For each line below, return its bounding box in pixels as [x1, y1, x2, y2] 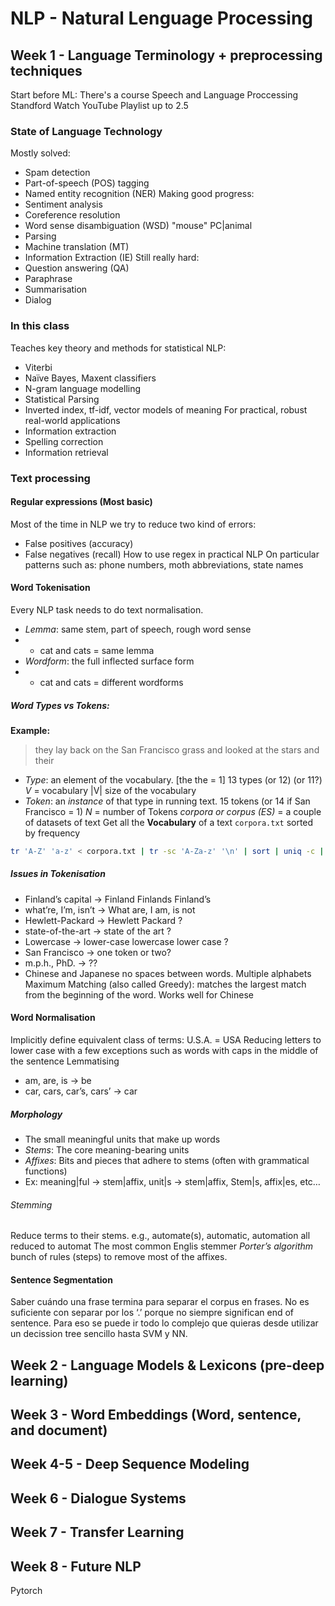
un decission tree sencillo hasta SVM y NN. [10, 1328, 188, 1340]
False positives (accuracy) [24, 537, 134, 549]
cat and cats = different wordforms [39, 676, 184, 688]
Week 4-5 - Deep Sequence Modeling [10, 1456, 250, 1473]
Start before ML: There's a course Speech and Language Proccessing [10, 89, 299, 101]
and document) [10, 1422, 108, 1439]
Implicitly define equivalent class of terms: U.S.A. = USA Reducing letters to [10, 1033, 322, 1046]
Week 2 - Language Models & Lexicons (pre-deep [10, 1357, 325, 1374]
